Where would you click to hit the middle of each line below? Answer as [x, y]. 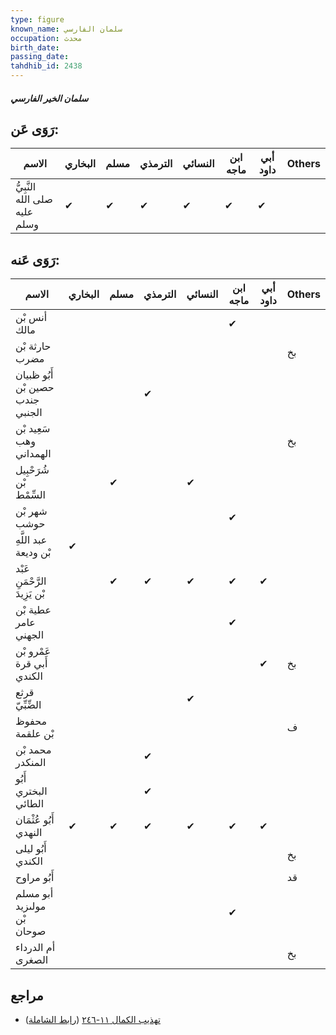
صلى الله [34, 199]
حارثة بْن [33, 346]
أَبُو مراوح [35, 878]
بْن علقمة [35, 734]
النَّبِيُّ [26, 187]
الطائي [30, 804]
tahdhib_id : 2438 [46, 66]
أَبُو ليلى [31, 849]
